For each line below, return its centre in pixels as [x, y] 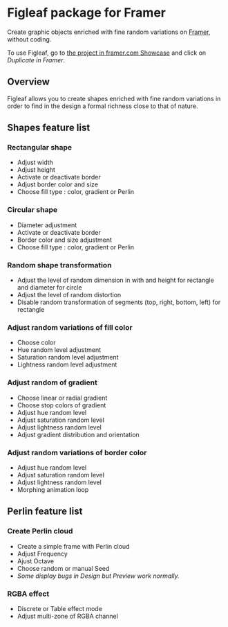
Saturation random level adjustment [68, 357]
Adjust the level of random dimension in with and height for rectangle [115, 280]
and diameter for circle [49, 288]
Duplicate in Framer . [36, 60]
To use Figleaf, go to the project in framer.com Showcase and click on [107, 53]
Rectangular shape [40, 148]
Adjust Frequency [42, 554]
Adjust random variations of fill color [70, 327]
